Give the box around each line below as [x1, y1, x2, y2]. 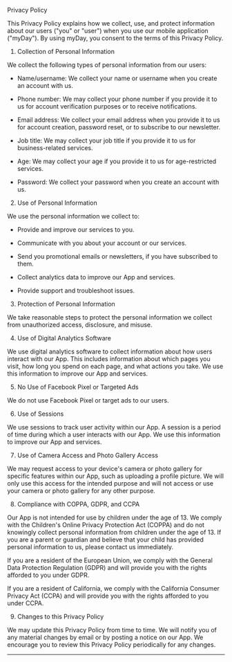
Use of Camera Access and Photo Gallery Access [17, 451, 159, 459]
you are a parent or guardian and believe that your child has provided [7, 535, 204, 544]
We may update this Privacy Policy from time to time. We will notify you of [7, 626, 217, 634]
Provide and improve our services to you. [17, 226, 135, 234]
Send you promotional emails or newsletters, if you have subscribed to [17, 252, 218, 260]
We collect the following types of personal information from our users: [7, 61, 207, 68]
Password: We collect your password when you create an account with [17, 178, 220, 186]
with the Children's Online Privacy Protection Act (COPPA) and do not [7, 521, 205, 528]
